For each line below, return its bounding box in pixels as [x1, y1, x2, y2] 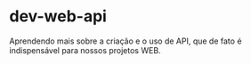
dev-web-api [9, 6, 107, 27]
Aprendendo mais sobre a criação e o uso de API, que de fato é [9, 36, 242, 46]
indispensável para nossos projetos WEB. [9, 44, 162, 55]
